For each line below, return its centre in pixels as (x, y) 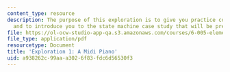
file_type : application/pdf (47, 39)
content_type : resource (41, 13)
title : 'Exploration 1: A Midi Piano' (62, 52)
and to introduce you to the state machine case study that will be (113, 26)
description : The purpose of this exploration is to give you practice (111, 20)
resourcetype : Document (41, 45)
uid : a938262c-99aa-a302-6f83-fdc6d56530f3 (70, 58)
